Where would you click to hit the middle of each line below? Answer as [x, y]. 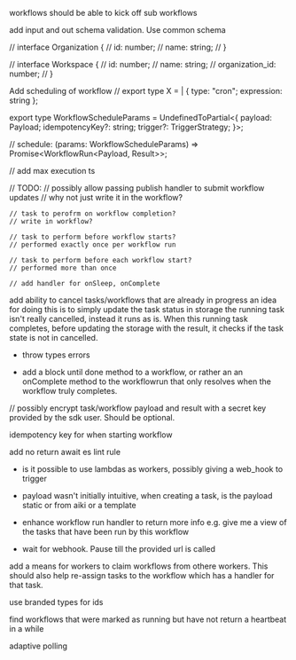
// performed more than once [63, 268]
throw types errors [56, 355]
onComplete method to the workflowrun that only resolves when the [147, 381]
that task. [26, 585]
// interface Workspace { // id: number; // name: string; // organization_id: [143, 64]
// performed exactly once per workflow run [93, 245]
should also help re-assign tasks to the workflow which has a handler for [142, 575]
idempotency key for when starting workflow [91, 435]
